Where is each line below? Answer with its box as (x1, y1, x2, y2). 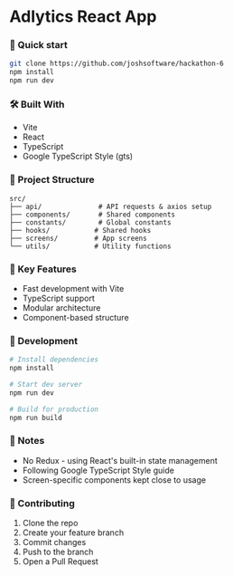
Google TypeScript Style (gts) (22, 151, 134, 162)
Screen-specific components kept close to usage (22, 474, 206, 485)
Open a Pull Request (22, 556, 99, 567)
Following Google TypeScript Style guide (22, 465, 174, 475)
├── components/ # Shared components (9, 210, 176, 219)
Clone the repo (22, 518, 79, 529)
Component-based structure (22, 312, 129, 322)
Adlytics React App (9, 6, 157, 27)
